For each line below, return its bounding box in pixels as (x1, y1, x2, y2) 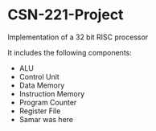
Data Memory (18, 80, 65, 90)
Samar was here (18, 114, 74, 124)
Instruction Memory (18, 88, 85, 98)
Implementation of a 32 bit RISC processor (7, 32, 149, 42)
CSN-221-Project (7, 6, 124, 24)
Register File (18, 106, 61, 116)
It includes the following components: (7, 47, 132, 57)
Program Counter (18, 97, 77, 107)
